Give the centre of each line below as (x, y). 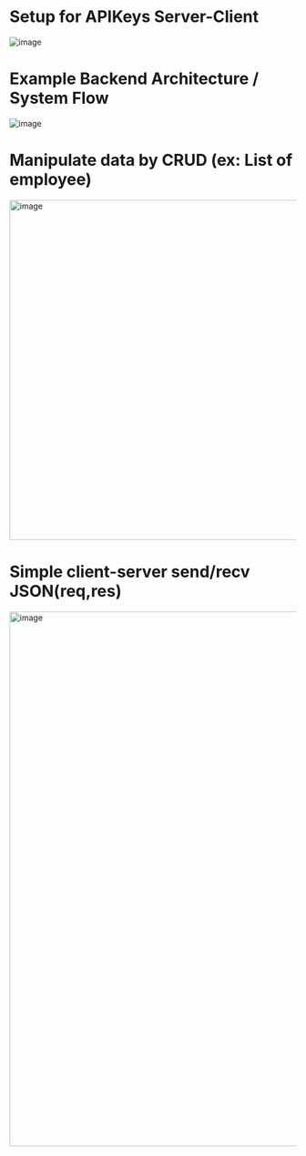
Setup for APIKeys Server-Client (134, 17)
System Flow (59, 98)
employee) (51, 180)
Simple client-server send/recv (130, 572)
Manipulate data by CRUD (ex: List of (151, 160)
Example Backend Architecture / (134, 79)
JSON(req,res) (66, 591)
